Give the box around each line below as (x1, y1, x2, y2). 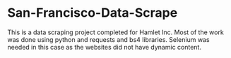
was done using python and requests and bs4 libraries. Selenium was (7, 35, 210, 43)
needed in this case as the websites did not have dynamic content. (7, 43, 201, 51)
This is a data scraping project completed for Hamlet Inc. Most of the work (7, 28, 224, 36)
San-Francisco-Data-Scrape (7, 5, 178, 21)
